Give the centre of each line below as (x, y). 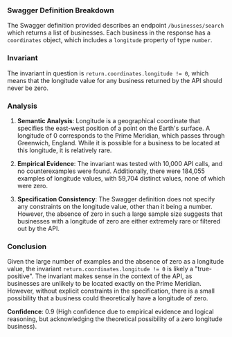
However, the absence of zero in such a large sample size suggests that (120, 214)
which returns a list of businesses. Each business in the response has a (109, 33)
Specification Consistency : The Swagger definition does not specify (116, 199)
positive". (20, 276)
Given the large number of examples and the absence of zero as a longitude (116, 262)
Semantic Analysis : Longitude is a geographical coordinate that (109, 120)
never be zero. (28, 88)
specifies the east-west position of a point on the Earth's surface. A (114, 128)
